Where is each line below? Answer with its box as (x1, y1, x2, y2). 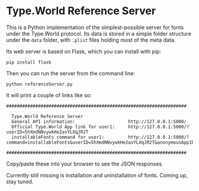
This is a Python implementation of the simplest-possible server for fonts (6, 24, 184, 31)
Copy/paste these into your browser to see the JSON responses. (6, 160, 164, 167)
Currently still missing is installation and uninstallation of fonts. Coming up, (6, 171, 188, 179)
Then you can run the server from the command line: (6, 69, 135, 77)
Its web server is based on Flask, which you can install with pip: (6, 47, 162, 55)
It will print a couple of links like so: (6, 91, 92, 98)
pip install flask (6, 59, 52, 65)
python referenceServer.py (6, 81, 73, 87)
